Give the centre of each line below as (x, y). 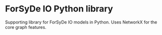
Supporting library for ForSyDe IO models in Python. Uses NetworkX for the (81, 22)
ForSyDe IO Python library (59, 9)
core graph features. (26, 27)
